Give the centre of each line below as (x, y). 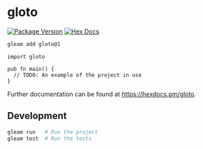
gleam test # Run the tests (50, 139)
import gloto (26, 56)
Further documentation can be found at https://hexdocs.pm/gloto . (102, 94)
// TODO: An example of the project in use (77, 75)
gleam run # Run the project (53, 132)
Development (37, 116)
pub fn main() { (31, 69)
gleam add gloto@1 (34, 44)
